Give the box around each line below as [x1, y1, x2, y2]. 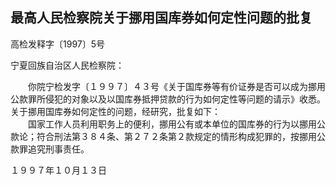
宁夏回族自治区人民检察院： [10, 59, 125, 71]
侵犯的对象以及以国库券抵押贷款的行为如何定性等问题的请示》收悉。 [44, 93, 326, 105]
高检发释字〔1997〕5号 [10, 38, 106, 50]
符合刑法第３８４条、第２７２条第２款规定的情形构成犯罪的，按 [36, 130, 300, 142]
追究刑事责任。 [27, 143, 90, 155]
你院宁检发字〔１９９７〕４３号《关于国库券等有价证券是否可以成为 [27, 80, 308, 92]
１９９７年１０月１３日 [10, 164, 107, 176]
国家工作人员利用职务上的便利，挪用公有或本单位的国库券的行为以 [27, 118, 300, 130]
